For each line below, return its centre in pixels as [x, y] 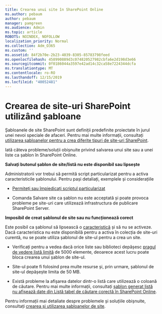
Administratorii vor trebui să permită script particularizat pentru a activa [77, 174]
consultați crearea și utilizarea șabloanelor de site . [55, 306]
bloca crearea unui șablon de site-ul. [49, 257]
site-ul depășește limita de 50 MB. [46, 272]
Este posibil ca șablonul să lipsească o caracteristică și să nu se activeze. [79, 227]
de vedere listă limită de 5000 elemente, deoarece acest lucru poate [81, 252]
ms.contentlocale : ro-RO [30, 73]
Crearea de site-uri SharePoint [68, 106]
